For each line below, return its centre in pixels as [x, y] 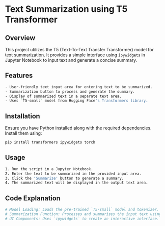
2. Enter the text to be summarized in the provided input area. [73, 174]
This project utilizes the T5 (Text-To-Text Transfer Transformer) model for [79, 50]
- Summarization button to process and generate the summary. [70, 92]
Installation [23, 116]
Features [19, 76]
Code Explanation [33, 198]
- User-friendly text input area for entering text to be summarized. [79, 87]
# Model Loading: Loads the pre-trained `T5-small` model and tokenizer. [82, 210]
